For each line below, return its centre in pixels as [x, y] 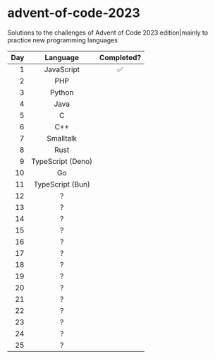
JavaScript [62, 69]
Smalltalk [62, 138]
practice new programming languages [63, 40]
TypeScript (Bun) [62, 184]
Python [62, 92]
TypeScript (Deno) [62, 161]
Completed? [120, 57]
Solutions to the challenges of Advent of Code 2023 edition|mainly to [108, 33]
